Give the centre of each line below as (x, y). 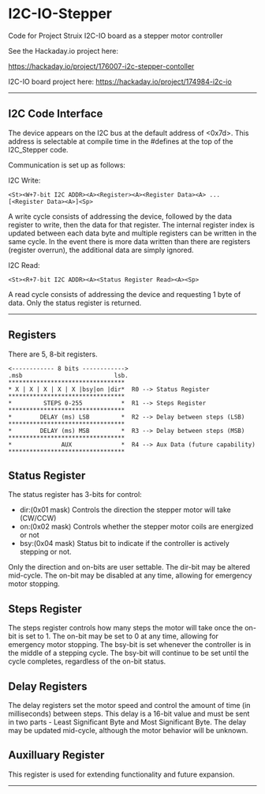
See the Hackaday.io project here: (63, 51)
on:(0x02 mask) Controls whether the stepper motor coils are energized (136, 527)
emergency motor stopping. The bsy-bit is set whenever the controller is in (130, 645)
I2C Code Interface (56, 114)
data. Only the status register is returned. (75, 303)
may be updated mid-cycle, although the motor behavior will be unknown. (128, 730)
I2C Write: (24, 180)
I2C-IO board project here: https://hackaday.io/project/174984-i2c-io (120, 81)
